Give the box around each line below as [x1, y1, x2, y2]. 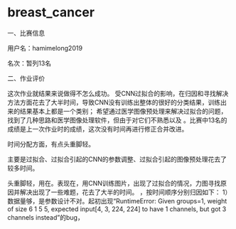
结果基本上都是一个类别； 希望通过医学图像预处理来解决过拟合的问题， [19, 107, 227, 115]
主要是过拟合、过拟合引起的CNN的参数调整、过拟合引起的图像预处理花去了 [7, 154, 227, 164]
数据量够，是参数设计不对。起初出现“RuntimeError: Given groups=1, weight [7, 196, 227, 205]
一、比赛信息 [7, 28, 45, 37]
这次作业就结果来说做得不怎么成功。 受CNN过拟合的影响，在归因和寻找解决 [7, 89, 229, 97]
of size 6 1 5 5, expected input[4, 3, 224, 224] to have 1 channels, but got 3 [7, 204, 227, 213]
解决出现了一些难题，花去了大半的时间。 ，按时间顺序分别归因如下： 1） [19, 188, 232, 196]
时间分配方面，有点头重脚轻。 [7, 139, 95, 148]
